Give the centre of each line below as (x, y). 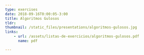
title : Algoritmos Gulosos (32, 18)
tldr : (10, 23)
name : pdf (28, 41)
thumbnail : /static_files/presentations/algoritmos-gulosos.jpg (71, 27)
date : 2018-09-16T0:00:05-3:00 (36, 14)
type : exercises (21, 9)
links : (12, 32)
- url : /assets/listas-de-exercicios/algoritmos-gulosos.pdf (76, 37)
